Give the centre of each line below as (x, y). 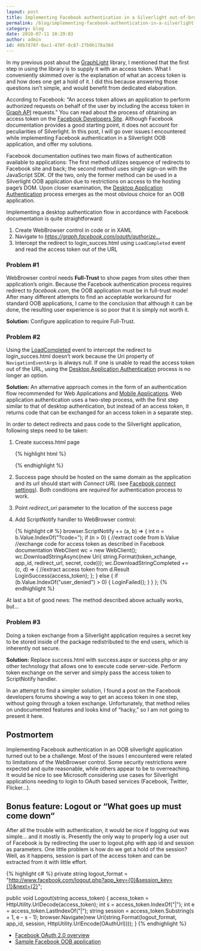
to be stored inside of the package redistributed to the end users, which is (97, 642)
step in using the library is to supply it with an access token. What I (89, 68)
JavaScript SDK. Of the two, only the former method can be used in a (92, 175)
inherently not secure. (33, 648)
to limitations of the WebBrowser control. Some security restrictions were (97, 762)
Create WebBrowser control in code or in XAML (73, 230)
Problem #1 (23, 265)
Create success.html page (47, 442)
